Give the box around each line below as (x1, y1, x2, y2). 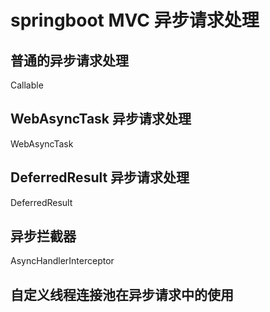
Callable (10, 79, 44, 91)
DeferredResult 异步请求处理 (10, 169, 190, 186)
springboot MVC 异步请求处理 (10, 9, 260, 32)
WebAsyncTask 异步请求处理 (10, 111, 192, 128)
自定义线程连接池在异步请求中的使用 (10, 286, 234, 303)
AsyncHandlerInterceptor (10, 255, 115, 267)
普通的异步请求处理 (10, 52, 129, 69)
